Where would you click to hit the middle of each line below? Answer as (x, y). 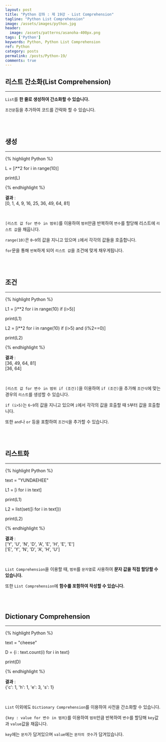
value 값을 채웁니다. (29, 724)
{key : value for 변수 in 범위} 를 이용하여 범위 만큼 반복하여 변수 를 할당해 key (80, 718)
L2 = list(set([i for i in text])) (33, 509)
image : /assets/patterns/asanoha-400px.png (55, 33)
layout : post (19, 10)
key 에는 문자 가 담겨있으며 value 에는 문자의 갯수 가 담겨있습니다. (64, 735)
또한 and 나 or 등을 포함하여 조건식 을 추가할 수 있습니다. (57, 421)
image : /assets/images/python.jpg (41, 24)
